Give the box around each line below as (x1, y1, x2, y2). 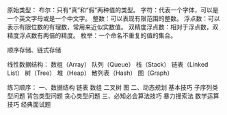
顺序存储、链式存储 (7, 46, 62, 54)
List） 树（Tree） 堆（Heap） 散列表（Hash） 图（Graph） (7, 69, 174, 77)
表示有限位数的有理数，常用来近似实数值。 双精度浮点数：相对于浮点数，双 (7, 23, 219, 31)
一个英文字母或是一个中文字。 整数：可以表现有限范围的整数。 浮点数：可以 (7, 14, 220, 22)
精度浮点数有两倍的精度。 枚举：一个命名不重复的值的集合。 (7, 31, 176, 39)
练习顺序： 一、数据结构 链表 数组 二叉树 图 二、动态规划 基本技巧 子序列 (7, 84, 213, 91)
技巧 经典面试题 (7, 101, 51, 108)
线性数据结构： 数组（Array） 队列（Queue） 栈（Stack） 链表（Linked (7, 61, 209, 68)
